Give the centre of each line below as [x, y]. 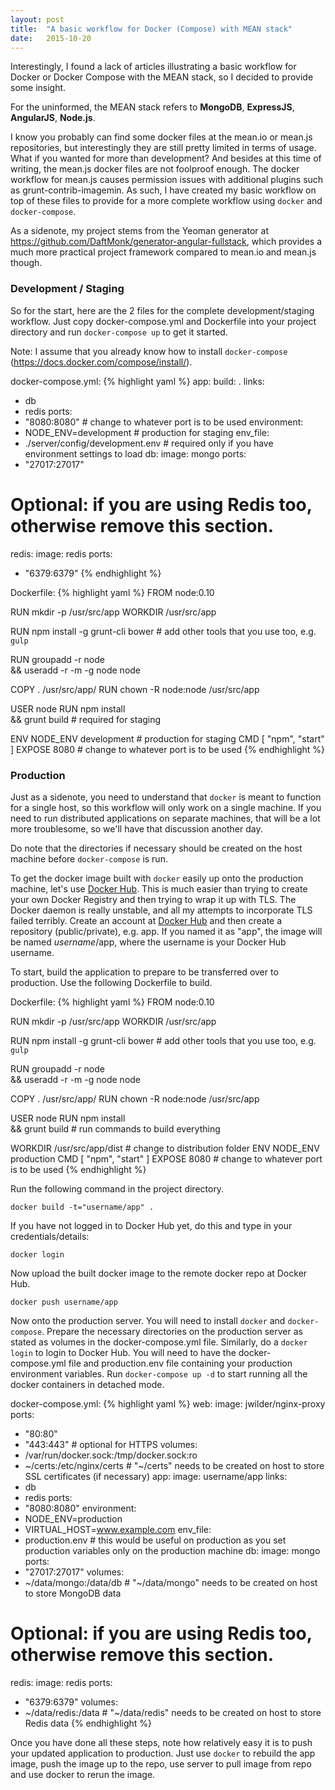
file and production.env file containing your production [180, 1363]
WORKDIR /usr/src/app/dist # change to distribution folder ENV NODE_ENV [165, 1148]
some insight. [38, 88]
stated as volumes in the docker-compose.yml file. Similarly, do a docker [159, 1342]
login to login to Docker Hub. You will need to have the [123, 1352]
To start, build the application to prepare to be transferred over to [144, 972]
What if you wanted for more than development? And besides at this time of [166, 158]
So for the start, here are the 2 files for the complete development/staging [162, 310]
